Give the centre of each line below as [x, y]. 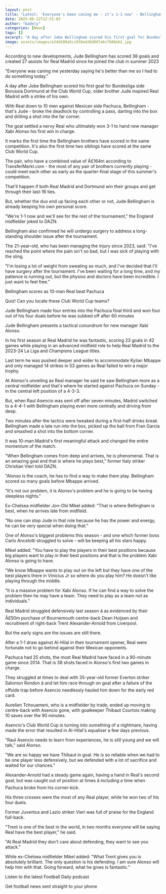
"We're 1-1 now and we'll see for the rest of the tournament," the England [79, 216]
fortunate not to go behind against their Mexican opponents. [66, 647]
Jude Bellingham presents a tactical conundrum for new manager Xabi [77, 325]
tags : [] [14, 33]
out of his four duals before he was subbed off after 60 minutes [70, 316]
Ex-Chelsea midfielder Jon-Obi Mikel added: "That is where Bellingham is [80, 505]
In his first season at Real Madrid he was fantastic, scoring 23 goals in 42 [80, 340]
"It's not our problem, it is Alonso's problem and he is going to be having [79, 490]
